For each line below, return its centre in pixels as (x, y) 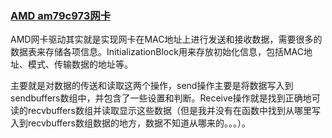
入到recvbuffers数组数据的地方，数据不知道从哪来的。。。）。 (130, 123)
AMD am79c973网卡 (60, 15)
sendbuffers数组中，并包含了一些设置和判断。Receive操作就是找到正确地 (161, 98)
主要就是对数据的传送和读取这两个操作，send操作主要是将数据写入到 (152, 86)
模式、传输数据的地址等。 (80, 64)
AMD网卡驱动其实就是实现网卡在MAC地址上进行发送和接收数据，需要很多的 (166, 39)
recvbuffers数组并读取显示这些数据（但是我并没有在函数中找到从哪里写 (174, 111)
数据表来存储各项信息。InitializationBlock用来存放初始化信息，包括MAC (157, 52)
